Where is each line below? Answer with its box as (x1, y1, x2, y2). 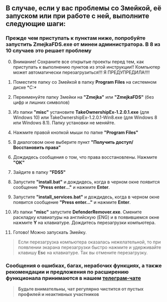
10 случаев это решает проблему (6, 47, 92, 54)
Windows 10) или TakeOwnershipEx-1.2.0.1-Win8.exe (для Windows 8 (13, 114, 157, 120)
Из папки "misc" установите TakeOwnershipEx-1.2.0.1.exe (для (13, 109, 149, 115)
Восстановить (13, 144, 45, 150)
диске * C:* (13, 84, 37, 90)
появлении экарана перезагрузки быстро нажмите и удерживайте (18, 244, 161, 250)
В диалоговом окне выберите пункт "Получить (13, 139, 115, 145)
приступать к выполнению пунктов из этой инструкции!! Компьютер (13, 64, 160, 70)
